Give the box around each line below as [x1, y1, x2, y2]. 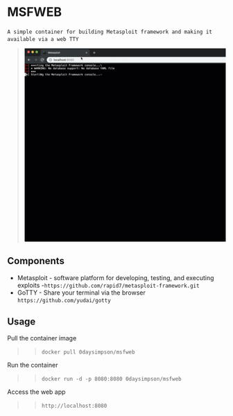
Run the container [7, 361, 58, 370]
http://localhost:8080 [41, 403, 107, 410]
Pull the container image [7, 334, 77, 343]
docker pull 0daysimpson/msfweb [41, 349, 135, 356]
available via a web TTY [7, 35, 79, 42]
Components [7, 255, 64, 267]
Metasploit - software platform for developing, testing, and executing [17, 273, 214, 281]
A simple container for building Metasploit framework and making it [7, 28, 213, 35]
